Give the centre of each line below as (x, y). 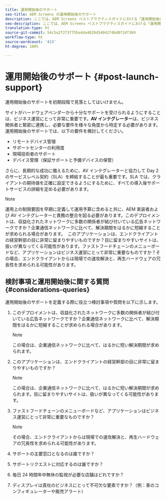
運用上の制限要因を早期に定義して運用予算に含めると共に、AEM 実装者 (77, 209)
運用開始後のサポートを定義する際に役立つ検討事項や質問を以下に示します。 (83, 302)
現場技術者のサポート (34, 154)
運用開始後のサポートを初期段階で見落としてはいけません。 (65, 102)
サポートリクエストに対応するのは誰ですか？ (58, 464)
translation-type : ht (27, 28)
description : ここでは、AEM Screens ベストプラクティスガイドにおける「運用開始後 (82, 19)
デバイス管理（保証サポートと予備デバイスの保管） (64, 160)
